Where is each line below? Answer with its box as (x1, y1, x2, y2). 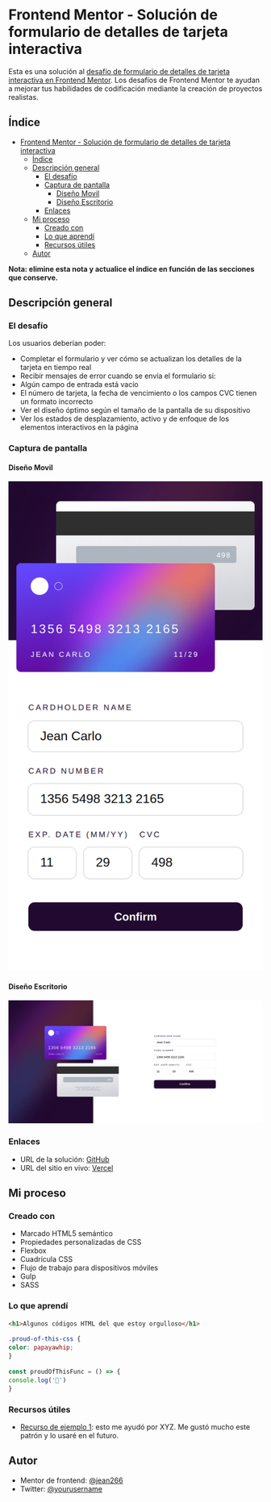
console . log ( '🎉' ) (8, 1376, 67, 1384)
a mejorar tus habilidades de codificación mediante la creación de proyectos (8, 83, 263, 94)
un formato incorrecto (19, 397, 94, 406)
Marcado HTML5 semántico (19, 1229, 113, 1238)
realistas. (8, 92, 39, 102)
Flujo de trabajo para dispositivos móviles (19, 1263, 159, 1273)
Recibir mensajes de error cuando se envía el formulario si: (19, 371, 216, 381)
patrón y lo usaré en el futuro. (19, 1431, 119, 1440)
